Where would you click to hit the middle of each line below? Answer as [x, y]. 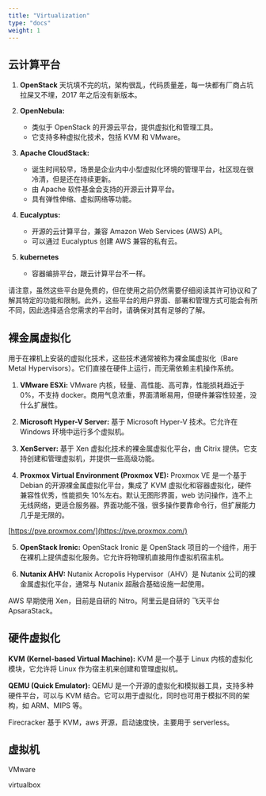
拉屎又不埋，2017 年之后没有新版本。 [80, 95]
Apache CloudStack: [54, 153]
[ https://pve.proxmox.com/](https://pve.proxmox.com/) [98, 531]
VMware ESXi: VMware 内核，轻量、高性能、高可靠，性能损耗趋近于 [132, 385]
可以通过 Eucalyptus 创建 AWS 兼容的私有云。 [106, 241]
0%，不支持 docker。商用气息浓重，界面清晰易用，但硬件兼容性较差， [135, 395]
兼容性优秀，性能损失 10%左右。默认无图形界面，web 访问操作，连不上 [136, 495]
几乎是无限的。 [44, 515]
